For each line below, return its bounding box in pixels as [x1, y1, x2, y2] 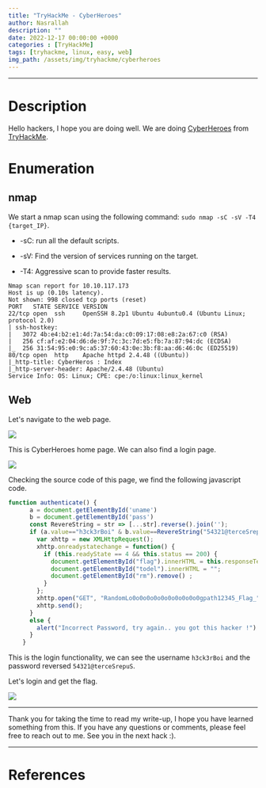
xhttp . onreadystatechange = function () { [36, 542, 176, 550]
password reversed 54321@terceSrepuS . [8, 661, 136, 671]
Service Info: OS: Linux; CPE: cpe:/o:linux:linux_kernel [8, 371, 203, 380]
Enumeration [8, 160, 95, 177]
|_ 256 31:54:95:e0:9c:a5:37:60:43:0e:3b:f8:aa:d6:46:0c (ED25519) [8, 344, 239, 352]
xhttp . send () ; [36, 601, 83, 610]
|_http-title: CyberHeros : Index [8, 358, 123, 366]
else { [28, 616, 51, 624]
